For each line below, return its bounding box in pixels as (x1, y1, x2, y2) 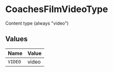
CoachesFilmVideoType (5, 4, 108, 15)
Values (5, 35, 28, 43)
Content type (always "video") (5, 20, 69, 26)
